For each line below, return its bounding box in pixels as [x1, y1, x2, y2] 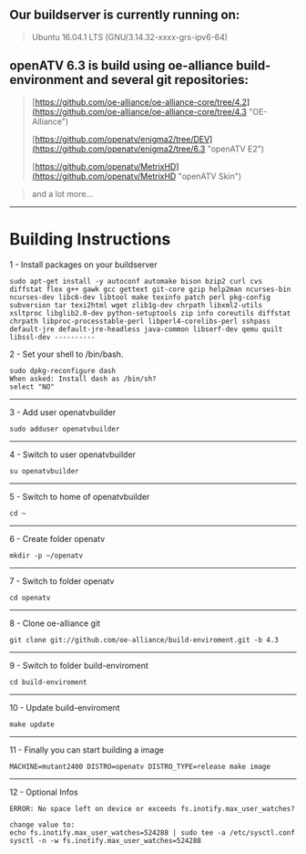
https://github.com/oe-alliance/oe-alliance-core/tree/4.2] [35, 96, 250, 108]
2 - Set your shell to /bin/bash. [9, 349, 124, 359]
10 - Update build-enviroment [9, 702, 120, 713]
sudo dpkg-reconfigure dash [9, 366, 117, 375]
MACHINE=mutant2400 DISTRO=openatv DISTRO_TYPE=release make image [9, 762, 271, 771]
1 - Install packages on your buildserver [9, 259, 158, 270]
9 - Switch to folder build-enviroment [9, 660, 148, 671]
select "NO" [9, 382, 55, 391]
